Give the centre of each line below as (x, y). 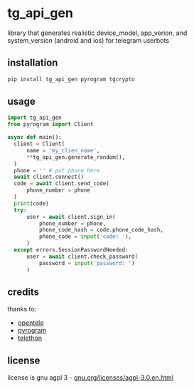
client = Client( (39, 144)
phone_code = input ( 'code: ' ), (85, 237)
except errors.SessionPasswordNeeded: (71, 250)
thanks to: (22, 309)
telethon (30, 338)
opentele (31, 323)
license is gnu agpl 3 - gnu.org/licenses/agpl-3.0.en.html (91, 378)
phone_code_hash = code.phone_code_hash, (101, 230)
